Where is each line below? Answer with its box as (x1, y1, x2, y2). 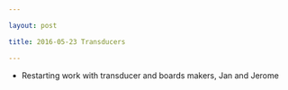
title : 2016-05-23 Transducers (8, 37, 126, 46)
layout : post (8, 21, 58, 30)
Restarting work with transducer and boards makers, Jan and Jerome (21, 69, 280, 81)
